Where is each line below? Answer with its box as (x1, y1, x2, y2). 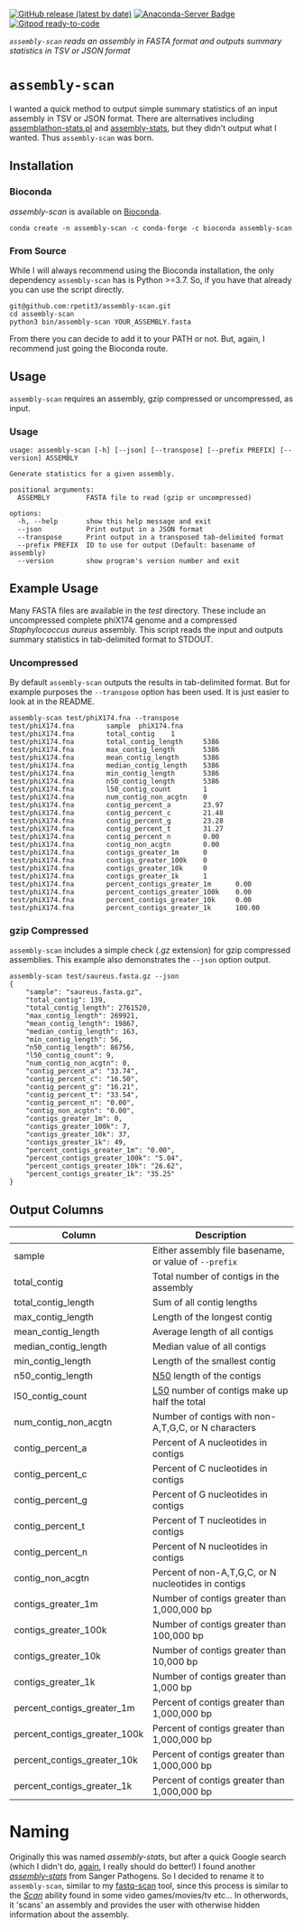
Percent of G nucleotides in (151, 1488, 268, 1501)
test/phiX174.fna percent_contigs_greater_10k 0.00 (9, 896, 252, 905)
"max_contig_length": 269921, (25, 1012, 140, 1021)
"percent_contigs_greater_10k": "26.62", (25, 1162, 183, 1171)
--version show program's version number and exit (17, 557, 241, 566)
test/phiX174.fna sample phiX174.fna (9, 721, 183, 731)
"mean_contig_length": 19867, (25, 1020, 140, 1029)
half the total (151, 1396, 206, 1408)
